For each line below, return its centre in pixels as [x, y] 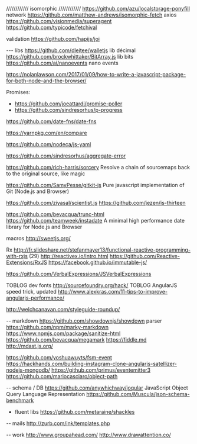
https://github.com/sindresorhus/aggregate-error [66, 156]
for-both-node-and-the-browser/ [46, 81]
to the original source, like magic [46, 173]
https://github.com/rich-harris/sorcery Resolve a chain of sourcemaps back [98, 167]
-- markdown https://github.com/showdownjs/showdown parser [84, 321]
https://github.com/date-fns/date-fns [51, 121]
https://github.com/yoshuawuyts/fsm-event [59, 357]
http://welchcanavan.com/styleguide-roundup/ [63, 309]
